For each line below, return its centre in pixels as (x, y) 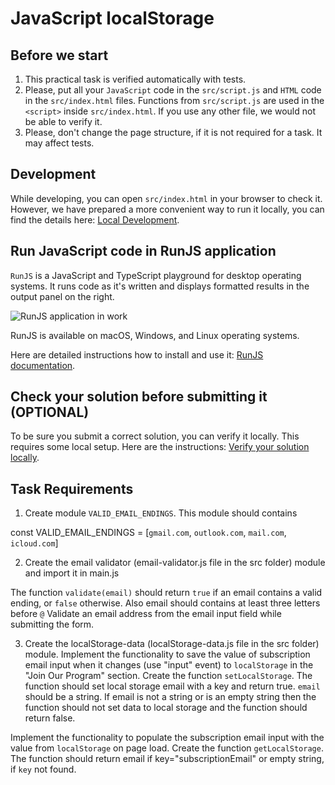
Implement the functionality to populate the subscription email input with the (167, 738)
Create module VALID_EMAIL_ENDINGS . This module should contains (161, 513)
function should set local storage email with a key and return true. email (172, 686)
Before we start (59, 55)
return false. (50, 718)
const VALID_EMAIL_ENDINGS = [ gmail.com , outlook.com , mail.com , (148, 533)
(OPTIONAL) (50, 412)
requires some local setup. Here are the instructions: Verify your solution (160, 447)
